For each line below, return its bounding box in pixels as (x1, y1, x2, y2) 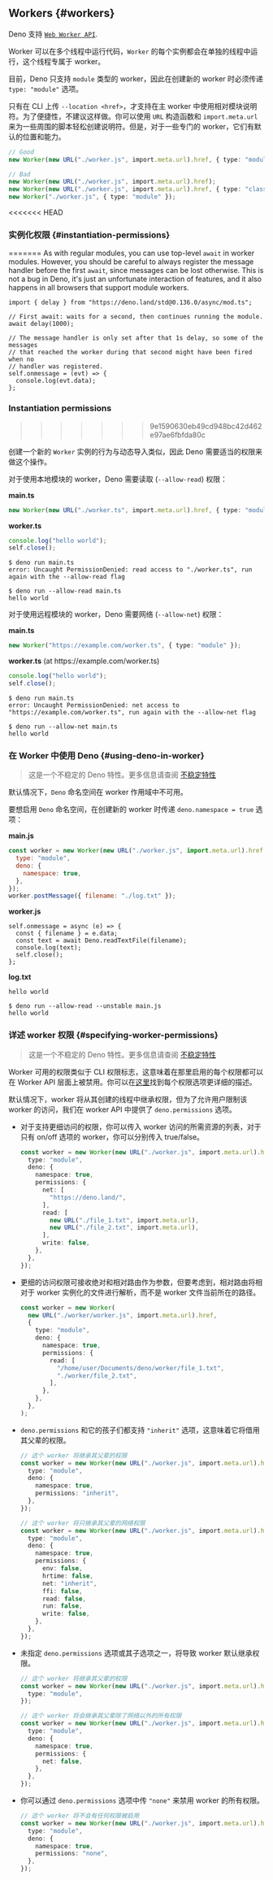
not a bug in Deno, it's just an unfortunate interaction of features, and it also (8, 274, 262, 284)
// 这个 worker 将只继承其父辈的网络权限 (19, 1519, 146, 1527)
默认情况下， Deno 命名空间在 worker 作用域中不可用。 (8, 788, 188, 797)
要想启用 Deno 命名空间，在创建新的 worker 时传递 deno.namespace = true (8, 805, 254, 814)
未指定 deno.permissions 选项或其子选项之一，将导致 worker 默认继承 (19, 1648, 253, 1657)
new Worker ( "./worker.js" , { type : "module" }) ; (8, 193, 176, 202)
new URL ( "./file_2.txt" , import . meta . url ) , (50, 1223, 199, 1232)
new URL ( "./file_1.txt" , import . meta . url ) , (50, 1216, 199, 1224)
